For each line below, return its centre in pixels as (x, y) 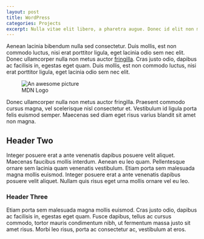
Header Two (30, 140)
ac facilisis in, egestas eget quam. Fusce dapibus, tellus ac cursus (89, 216)
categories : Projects (34, 23)
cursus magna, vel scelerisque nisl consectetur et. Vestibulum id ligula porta (102, 109)
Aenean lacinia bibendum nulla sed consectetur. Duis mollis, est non (92, 46)
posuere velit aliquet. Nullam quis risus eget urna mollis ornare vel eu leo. (98, 181)
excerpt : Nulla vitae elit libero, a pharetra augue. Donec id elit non (100, 29)
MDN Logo (35, 90)
